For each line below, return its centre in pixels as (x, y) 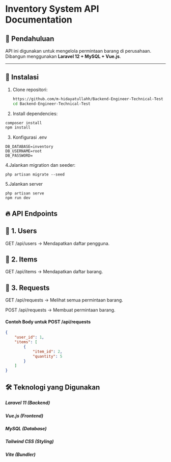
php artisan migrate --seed (35, 174)
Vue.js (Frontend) (24, 415)
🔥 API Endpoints (31, 214)
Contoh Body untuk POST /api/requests (48, 322)
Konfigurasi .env (30, 137)
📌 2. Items (21, 259)
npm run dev (18, 198)
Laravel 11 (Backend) (28, 403)
